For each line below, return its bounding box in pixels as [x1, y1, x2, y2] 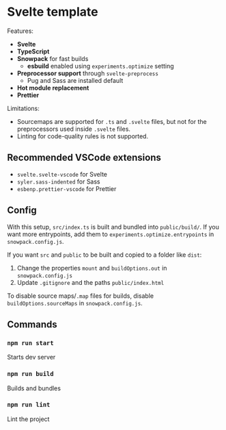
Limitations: [7, 104, 40, 112]
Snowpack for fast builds [16, 54, 89, 62]
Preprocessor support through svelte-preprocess [16, 69, 159, 77]
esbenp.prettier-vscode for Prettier [16, 184, 117, 192]
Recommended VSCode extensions [7, 152, 162, 164]
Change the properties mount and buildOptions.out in [16, 264, 167, 272]
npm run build [7, 370, 54, 378]
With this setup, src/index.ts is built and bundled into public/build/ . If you [7, 223, 220, 231]
